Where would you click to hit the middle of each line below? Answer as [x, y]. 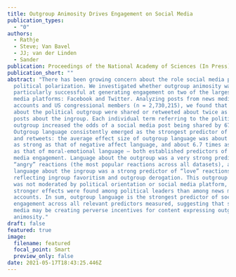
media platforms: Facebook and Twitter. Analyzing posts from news [114, 99]
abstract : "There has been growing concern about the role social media [116, 79]
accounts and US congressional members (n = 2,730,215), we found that [121, 106]
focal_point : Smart [42, 250]
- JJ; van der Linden [45, 54]
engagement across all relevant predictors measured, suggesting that [119, 204]
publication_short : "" [40, 73]
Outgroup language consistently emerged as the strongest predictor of [121, 132]
